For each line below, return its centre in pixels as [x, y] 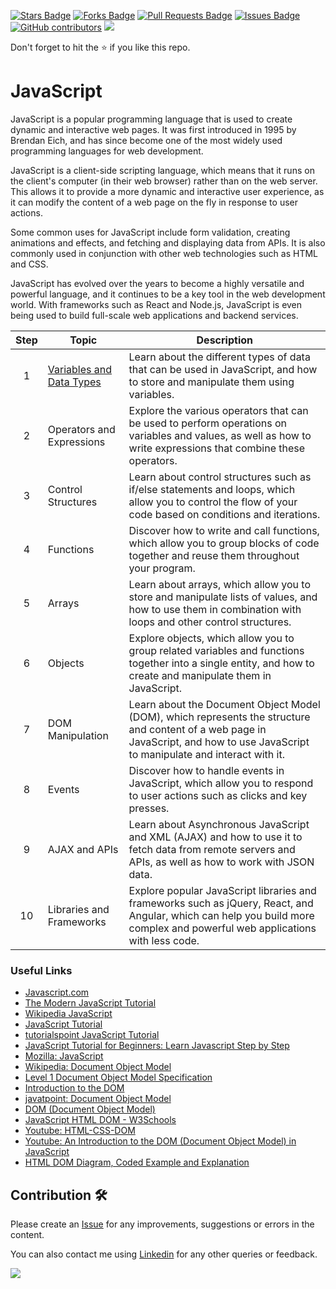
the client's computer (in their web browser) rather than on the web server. [164, 181]
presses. [149, 808]
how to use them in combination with [215, 609]
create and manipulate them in [200, 675]
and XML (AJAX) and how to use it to [215, 837]
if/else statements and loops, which [212, 489]
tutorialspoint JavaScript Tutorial [92, 1035]
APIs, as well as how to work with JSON [221, 862]
